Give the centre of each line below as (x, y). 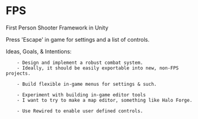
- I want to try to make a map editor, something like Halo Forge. (105, 100)
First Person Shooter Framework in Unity (57, 28)
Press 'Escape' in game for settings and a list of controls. (78, 39)
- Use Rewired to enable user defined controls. (80, 111)
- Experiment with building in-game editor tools (82, 95)
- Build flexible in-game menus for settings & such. (87, 84)
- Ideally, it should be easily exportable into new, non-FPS (98, 68)
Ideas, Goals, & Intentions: (39, 51)
